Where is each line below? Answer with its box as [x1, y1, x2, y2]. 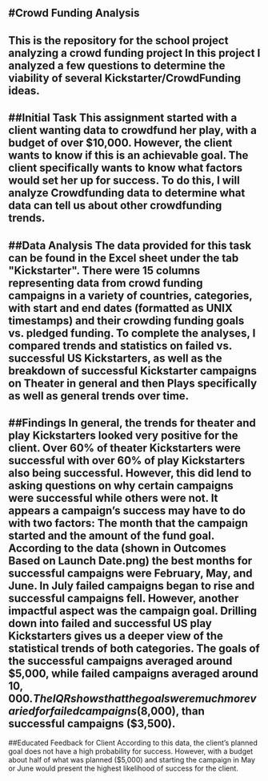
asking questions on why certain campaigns [8, 479, 234, 492]
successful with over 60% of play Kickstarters [8, 453, 246, 467]
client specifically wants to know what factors [8, 161, 243, 175]
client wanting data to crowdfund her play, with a [8, 123, 258, 137]
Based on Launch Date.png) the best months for [8, 553, 253, 568]
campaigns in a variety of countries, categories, [8, 289, 253, 302]
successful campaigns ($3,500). [8, 717, 176, 730]
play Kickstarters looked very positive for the [8, 428, 238, 442]
